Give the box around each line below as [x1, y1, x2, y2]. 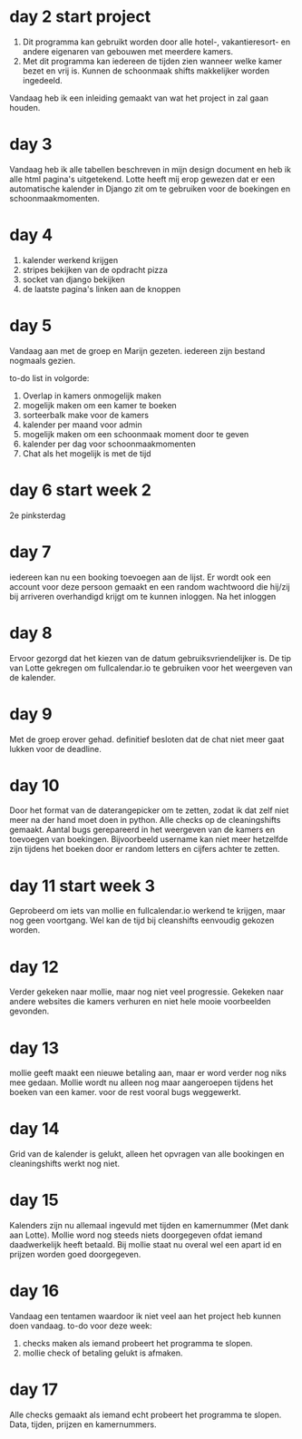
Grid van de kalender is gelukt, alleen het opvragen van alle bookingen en [9, 1149, 285, 1160]
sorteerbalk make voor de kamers [22, 409, 150, 420]
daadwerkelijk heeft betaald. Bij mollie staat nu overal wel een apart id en [9, 1239, 282, 1250]
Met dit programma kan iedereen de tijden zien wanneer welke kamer [22, 55, 283, 66]
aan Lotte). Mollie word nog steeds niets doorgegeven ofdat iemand [9, 1229, 263, 1240]
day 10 [9, 775, 60, 796]
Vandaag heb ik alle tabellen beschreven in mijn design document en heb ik [9, 163, 292, 174]
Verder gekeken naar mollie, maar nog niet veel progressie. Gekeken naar [9, 986, 284, 997]
